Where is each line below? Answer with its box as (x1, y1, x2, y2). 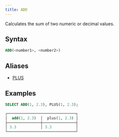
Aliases (5, 62, 29, 70)
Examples (5, 89, 36, 98)
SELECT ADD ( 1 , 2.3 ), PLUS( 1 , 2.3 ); (5, 102, 79, 107)
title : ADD (5, 7, 28, 12)
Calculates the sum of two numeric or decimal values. (5, 21, 115, 27)
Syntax (5, 35, 28, 43)
